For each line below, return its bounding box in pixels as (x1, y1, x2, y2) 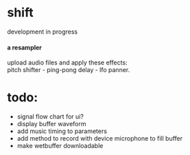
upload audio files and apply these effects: (7, 58, 128, 67)
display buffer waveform (16, 120, 86, 128)
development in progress (7, 27, 78, 36)
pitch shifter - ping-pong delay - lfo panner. (7, 66, 130, 74)
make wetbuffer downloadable (16, 142, 104, 150)
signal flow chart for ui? (16, 112, 84, 121)
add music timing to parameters (16, 127, 108, 135)
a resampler (7, 43, 43, 51)
